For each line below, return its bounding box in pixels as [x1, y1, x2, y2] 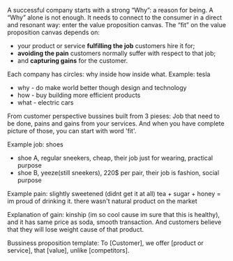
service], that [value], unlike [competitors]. [7, 246, 130, 254]
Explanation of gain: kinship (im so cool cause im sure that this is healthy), [7, 211, 220, 218]
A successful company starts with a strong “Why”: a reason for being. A [7, 6, 214, 14]
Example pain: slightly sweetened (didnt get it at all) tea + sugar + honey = [7, 190, 221, 197]
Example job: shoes [7, 140, 64, 149]
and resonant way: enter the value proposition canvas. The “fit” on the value [7, 21, 227, 29]
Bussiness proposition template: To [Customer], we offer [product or [7, 239, 204, 247]
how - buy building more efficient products [17, 91, 141, 99]
